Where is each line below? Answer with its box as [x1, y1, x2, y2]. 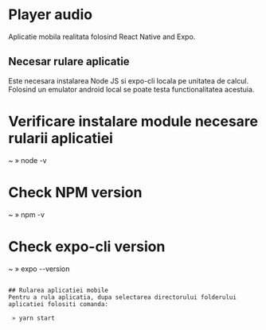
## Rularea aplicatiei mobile [8, 286, 109, 294]
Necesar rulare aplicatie [8, 55, 130, 68]
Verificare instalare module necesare [8, 112, 259, 130]
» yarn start [11, 314, 56, 322]
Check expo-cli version [8, 237, 166, 255]
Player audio [8, 6, 93, 24]
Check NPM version [8, 183, 143, 201]
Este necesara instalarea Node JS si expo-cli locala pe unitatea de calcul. [8, 76, 249, 85]
